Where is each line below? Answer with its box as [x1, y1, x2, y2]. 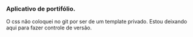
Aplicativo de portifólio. [6, 5, 76, 13]
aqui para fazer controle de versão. [6, 24, 92, 31]
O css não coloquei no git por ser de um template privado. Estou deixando [6, 18, 188, 25]
